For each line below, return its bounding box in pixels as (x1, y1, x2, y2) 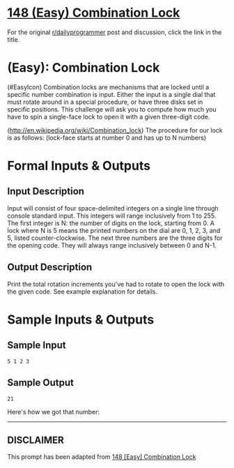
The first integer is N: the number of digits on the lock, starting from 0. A (7, 218, 214, 227)
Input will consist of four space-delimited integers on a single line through (7, 204, 219, 212)
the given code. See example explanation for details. (7, 287, 158, 296)
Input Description (7, 186, 85, 197)
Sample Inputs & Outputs (7, 312, 155, 327)
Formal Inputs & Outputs (7, 158, 151, 174)
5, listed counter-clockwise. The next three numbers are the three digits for (7, 234, 223, 242)
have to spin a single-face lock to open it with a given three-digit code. (7, 112, 210, 121)
